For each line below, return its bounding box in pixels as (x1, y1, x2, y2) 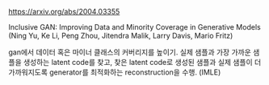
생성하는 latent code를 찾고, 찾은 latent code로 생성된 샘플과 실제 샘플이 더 (23, 58, 262, 67)
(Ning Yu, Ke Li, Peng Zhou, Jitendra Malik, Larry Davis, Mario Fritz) (8, 31, 233, 40)
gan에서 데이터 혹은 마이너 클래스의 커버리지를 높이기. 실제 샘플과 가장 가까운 (8, 47, 252, 57)
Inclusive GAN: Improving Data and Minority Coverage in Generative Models (8, 22, 261, 31)
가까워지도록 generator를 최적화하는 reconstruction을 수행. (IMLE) (8, 67, 221, 77)
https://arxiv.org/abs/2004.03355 (8, 7, 120, 16)
